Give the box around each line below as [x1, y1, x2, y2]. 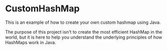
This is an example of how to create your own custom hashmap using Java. [5, 19, 161, 25]
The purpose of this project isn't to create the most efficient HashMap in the [5, 29, 162, 35]
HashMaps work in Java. [5, 39, 56, 45]
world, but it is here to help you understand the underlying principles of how [5, 34, 162, 40]
